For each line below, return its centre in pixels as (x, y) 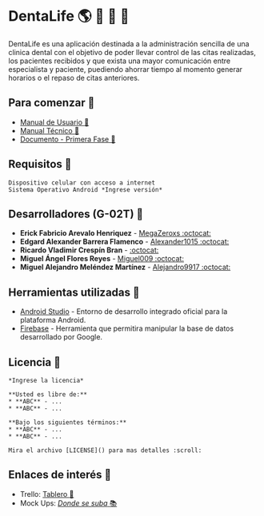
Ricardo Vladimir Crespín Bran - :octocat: (89, 250)
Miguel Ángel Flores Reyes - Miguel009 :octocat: (102, 259)
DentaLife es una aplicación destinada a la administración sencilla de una (129, 44)
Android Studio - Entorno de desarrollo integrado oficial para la (124, 312)
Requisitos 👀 (40, 164)
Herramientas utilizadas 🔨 (74, 292)
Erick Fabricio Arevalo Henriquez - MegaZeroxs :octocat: (116, 233)
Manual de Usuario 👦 (54, 122)
